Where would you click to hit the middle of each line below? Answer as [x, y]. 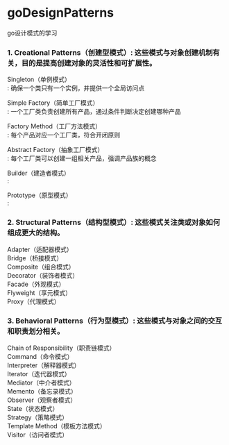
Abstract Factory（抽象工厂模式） [56, 150]
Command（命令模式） [40, 356]
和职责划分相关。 [36, 331]
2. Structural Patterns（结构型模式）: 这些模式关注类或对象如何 [114, 222]
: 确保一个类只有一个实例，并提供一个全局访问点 [76, 88]
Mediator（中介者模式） [41, 383]
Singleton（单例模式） [39, 79]
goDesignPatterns [61, 13]
